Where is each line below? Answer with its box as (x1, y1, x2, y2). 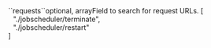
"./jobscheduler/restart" (13, 23, 90, 32)
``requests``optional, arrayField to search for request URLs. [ (8, 6, 204, 15)
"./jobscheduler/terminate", (13, 14, 101, 24)
